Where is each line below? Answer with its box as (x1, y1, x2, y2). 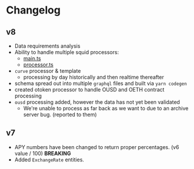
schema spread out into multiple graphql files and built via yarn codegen (14, 80, 187, 87)
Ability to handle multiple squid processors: (14, 49, 119, 56)
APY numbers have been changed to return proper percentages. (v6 (14, 143, 179, 150)
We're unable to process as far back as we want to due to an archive (23, 105, 189, 111)
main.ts (23, 55, 41, 62)
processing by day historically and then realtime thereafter (23, 74, 165, 80)
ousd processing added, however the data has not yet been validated (14, 99, 180, 106)
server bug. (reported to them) (23, 111, 98, 118)
